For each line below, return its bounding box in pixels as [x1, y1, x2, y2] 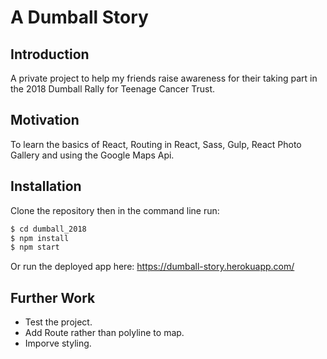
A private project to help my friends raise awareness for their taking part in [10, 72, 318, 84]
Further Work [10, 289, 96, 306]
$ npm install [10, 233, 70, 243]
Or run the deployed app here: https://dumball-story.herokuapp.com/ [10, 261, 295, 273]
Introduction [10, 46, 90, 63]
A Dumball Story [10, 6, 149, 29]
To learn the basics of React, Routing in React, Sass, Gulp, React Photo [10, 138, 302, 150]
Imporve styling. [24, 337, 92, 350]
